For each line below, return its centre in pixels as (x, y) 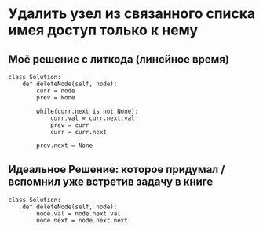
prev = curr (69, 125)
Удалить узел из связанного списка (132, 14)
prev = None (56, 98)
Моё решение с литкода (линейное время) (119, 59)
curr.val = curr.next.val (92, 118)
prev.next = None (64, 146)
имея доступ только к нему (103, 30)
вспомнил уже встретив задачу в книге (111, 182)
